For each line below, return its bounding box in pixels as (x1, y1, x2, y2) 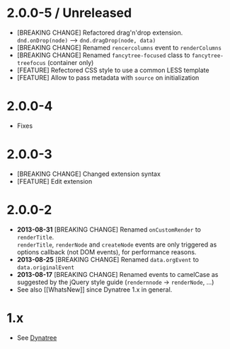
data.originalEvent (16, 264, 75, 271)
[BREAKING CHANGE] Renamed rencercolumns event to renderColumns (16, 43, 222, 52)
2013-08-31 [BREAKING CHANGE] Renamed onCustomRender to (16, 225, 201, 234)
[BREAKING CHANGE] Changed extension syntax (16, 170, 161, 178)
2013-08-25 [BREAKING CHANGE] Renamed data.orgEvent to (16, 255, 200, 264)
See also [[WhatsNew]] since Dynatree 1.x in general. (16, 285, 173, 294)
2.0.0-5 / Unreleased (6, 5, 132, 21)
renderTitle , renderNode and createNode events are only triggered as (16, 240, 217, 249)
